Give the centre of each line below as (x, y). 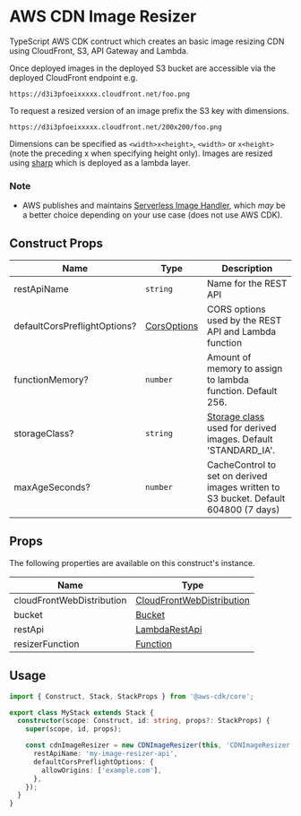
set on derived (237, 477)
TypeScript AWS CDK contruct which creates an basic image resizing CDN (147, 41)
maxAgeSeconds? (52, 487)
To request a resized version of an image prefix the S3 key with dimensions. (149, 110)
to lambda (228, 380)
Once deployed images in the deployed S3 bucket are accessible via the (142, 68)
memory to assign (245, 369)
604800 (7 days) (244, 510)
